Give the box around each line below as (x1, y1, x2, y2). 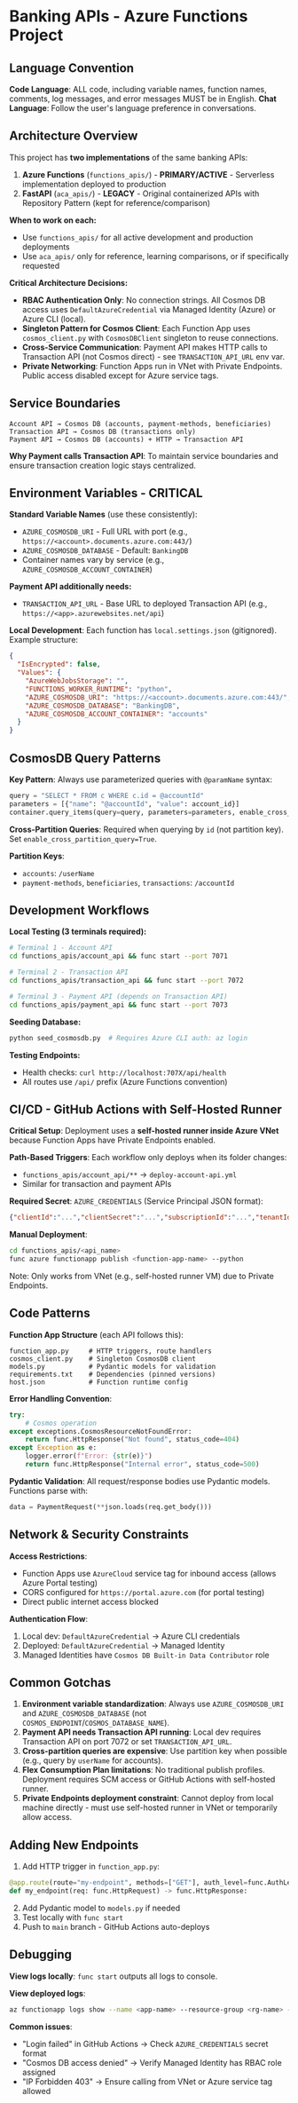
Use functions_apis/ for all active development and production (21, 232, 254, 242)
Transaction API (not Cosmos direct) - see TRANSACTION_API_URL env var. (21, 351, 286, 361)
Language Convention (9, 60, 135, 75)
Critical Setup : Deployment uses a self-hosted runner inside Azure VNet (9, 1126, 279, 1136)
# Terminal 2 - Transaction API (9, 968, 129, 977)
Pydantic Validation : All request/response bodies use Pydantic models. (9, 1475, 271, 1486)
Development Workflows (9, 903, 150, 918)
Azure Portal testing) (21, 1577, 98, 1588)
